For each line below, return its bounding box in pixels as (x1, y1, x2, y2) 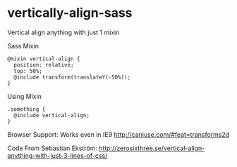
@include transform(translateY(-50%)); (13, 74, 131, 81)
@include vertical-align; (13, 112, 90, 119)
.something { (7, 105, 46, 113)
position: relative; (13, 61, 74, 68)
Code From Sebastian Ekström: (7, 144, 97, 152)
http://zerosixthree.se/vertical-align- (98, 144, 205, 152)
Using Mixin (7, 92, 42, 100)
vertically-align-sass (7, 5, 133, 21)
